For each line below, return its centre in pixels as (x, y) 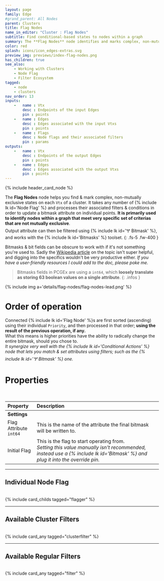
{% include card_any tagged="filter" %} (45, 573)
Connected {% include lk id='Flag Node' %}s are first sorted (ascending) (78, 320)
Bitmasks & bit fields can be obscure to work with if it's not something (75, 247)
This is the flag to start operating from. (81, 441)
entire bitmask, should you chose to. (41, 341)
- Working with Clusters (39, 69)
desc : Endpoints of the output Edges (62, 156)
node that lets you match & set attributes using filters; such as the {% (75, 352)
